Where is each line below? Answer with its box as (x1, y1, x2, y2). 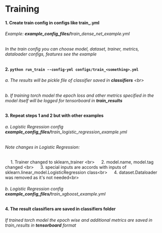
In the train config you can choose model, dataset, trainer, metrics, (5, 46, 140, 52)
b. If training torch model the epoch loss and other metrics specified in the (5, 92, 154, 98)
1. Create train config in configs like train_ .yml (5, 19, 100, 25)
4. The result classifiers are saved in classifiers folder (5, 206, 116, 212)
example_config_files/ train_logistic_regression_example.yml (5, 129, 127, 135)
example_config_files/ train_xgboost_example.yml (5, 191, 106, 197)
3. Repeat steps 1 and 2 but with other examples (5, 113, 104, 119)
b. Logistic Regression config (5, 186, 64, 192)
